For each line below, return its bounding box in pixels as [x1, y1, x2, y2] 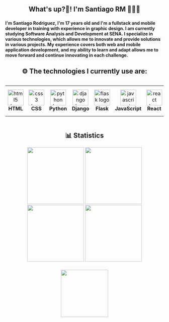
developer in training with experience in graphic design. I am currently [5, 26, 155, 32]
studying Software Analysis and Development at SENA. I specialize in [5, 31, 153, 37]
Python [49, 105, 67, 112]
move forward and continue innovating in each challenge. [5, 52, 128, 58]
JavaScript [115, 105, 142, 112]
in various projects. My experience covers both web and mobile [5, 41, 141, 48]
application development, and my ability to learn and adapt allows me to [5, 47, 158, 53]
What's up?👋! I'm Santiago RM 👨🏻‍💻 [28, 5, 141, 14]
